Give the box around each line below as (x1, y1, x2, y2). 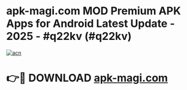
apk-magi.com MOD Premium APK (6, 4, 181, 18)
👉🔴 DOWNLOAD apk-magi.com (6, 72, 168, 85)
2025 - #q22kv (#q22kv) (6, 30, 132, 43)
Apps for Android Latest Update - (6, 17, 175, 30)
